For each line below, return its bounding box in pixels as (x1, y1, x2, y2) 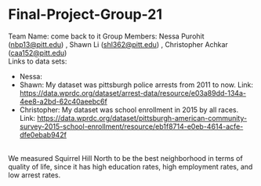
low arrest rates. (8, 170, 61, 180)
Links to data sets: (8, 57, 67, 66)
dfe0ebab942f (19, 129, 67, 139)
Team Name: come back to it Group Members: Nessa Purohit (8, 31, 205, 41)
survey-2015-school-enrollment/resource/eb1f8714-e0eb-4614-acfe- (19, 122, 244, 131)
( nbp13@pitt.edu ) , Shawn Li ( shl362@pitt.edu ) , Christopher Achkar (8, 39, 229, 49)
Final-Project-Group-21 (8, 5, 163, 24)
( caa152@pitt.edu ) (8, 48, 67, 57)
